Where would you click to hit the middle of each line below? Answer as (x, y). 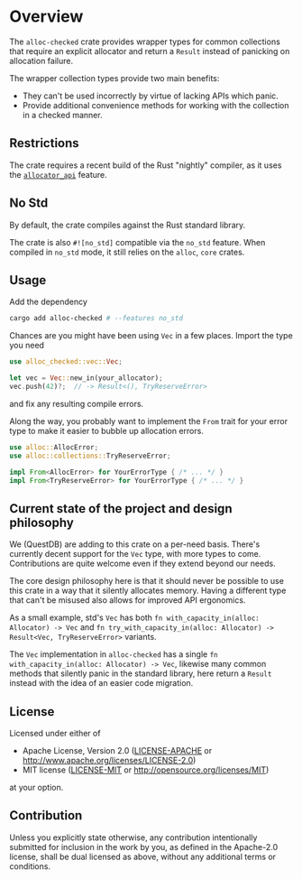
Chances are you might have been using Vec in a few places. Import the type (151, 336)
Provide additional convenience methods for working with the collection (156, 105)
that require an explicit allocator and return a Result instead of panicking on (150, 51)
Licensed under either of (55, 733)
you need (27, 346)
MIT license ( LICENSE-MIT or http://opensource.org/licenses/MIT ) (146, 770)
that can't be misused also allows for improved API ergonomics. (128, 600)
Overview (46, 17)
